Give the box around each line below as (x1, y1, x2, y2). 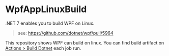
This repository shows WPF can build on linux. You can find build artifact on (5, 39, 164, 46)
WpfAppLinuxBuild (5, 4, 87, 15)
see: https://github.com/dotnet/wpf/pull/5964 (17, 30, 114, 36)
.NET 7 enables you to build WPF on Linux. (5, 20, 95, 26)
